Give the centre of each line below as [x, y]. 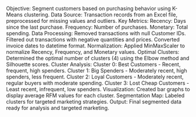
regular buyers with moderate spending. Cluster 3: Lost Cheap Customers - [98, 83]
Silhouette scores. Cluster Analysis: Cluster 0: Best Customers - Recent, [93, 64]
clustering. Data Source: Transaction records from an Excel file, [101, 15]
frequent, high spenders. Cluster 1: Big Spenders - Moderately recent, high [97, 70]
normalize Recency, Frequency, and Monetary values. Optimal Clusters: [93, 52]
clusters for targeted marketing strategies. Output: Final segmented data [94, 101]
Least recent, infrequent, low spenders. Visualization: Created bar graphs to [98, 89]
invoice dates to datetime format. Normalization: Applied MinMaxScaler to [96, 46]
